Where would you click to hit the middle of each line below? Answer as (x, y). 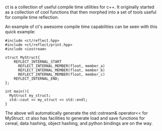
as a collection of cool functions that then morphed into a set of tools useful (81, 12)
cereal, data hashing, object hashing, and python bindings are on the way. (79, 123)
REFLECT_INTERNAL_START (38, 62)
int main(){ (17, 91)
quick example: (20, 32)
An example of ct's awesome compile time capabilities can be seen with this (81, 27)
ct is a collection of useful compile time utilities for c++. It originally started (80, 7)
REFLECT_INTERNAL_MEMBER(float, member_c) (61, 74)
